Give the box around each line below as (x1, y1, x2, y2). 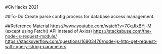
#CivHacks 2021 (5, 4, 39, 10)
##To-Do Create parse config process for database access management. (5, 14, 155, 19)
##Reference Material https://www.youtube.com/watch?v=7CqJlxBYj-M (5, 23, 152, 29)
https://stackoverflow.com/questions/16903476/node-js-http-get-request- (5, 38, 157, 44)
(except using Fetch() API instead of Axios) (5, 28, 92, 34)
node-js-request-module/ (5, 34, 57, 39)
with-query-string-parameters (5, 44, 67, 49)
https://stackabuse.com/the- (93, 28, 152, 34)
